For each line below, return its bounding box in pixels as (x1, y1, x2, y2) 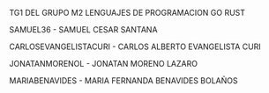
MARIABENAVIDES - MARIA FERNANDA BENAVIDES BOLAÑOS (9, 75, 238, 86)
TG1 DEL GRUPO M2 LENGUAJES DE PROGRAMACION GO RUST (9, 8, 245, 18)
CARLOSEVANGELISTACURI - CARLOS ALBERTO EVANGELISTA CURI (9, 41, 262, 52)
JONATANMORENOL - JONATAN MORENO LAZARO (9, 59, 198, 68)
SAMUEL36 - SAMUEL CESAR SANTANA (9, 25, 158, 34)
